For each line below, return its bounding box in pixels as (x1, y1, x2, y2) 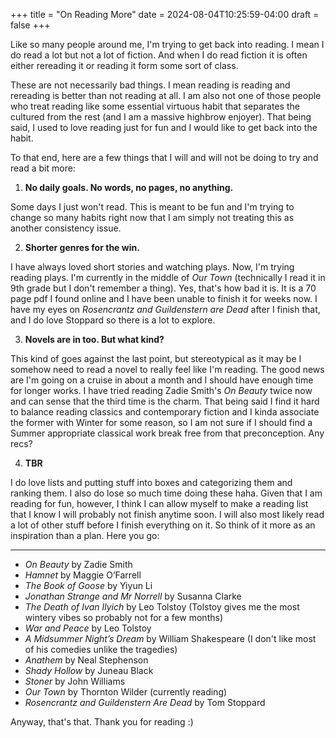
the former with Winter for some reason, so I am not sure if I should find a (10, 417, 313, 428)
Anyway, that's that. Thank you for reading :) (10, 716, 194, 728)
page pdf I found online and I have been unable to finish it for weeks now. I (10, 293, 318, 304)
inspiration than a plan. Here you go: (10, 530, 160, 541)
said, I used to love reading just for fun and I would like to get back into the (10, 122, 318, 133)
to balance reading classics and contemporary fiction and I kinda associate (10, 406, 320, 418)
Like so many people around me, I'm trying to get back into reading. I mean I (10, 39, 325, 50)
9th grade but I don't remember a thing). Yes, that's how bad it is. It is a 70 (10, 282, 317, 294)
